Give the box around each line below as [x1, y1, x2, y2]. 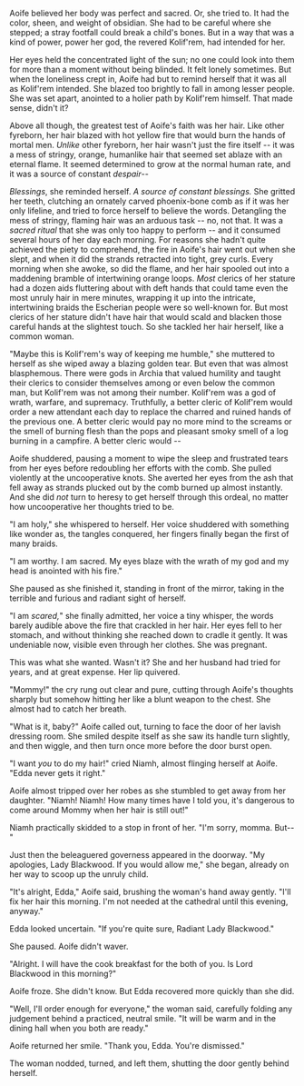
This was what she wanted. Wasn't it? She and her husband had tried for [9, 657, 281, 667]
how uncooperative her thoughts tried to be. [9, 502, 175, 512]
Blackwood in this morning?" [9, 968, 117, 979]
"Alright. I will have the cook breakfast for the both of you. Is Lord [9, 959, 253, 969]
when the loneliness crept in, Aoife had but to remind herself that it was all [9, 74, 288, 85]
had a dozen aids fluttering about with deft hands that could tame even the [9, 283, 289, 294]
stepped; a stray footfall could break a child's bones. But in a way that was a [9, 27, 295, 37]
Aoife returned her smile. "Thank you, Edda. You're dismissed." [9, 1041, 245, 1051]
